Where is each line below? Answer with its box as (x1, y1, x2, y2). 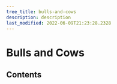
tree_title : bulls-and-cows (6, 8, 77, 15)
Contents (6, 70, 42, 80)
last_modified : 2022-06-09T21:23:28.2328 (6, 20, 112, 26)
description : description (6, 14, 71, 20)
